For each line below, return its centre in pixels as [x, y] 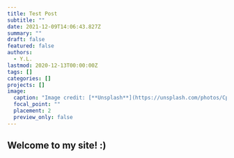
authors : [20, 53]
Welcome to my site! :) [57, 146]
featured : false [31, 46]
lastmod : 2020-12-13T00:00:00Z [53, 65]
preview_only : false [43, 117]
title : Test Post [32, 14]
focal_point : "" [37, 104]
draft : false [26, 40]
